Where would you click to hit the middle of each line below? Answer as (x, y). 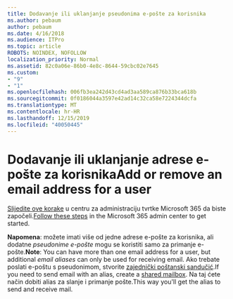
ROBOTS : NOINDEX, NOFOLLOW (47, 53)
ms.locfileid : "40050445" (45, 125)
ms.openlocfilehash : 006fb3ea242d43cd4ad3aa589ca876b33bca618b (102, 92)
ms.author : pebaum (34, 20)
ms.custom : (23, 72)
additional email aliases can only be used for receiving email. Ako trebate (114, 260)
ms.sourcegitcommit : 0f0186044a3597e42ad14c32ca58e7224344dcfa (102, 99)
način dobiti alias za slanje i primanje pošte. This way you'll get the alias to (114, 282)
